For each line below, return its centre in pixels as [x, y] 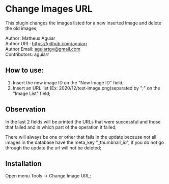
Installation [23, 163]
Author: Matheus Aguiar [30, 38]
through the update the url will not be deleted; [53, 147]
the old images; [22, 28]
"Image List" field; [32, 93]
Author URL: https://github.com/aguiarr [46, 43]
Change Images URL [49, 9]
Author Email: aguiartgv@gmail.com [43, 49]
